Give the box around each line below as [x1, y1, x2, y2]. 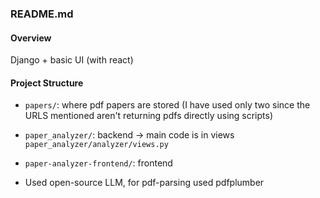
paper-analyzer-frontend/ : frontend [24, 157, 173, 169]
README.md [10, 7, 74, 21]
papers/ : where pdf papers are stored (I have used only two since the [24, 99, 311, 111]
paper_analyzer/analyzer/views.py [24, 140, 169, 150]
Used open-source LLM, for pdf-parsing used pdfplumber [24, 177, 265, 189]
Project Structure [10, 77, 84, 89]
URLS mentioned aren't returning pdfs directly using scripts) [24, 110, 274, 122]
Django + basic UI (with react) [10, 54, 134, 66]
